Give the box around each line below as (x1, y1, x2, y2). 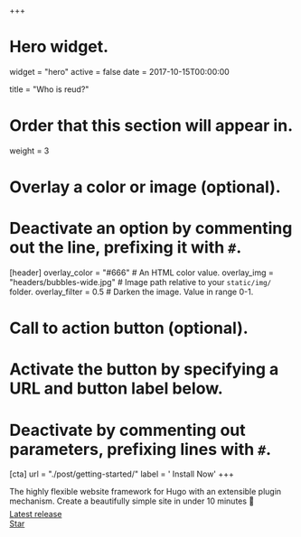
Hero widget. (9, 37, 109, 57)
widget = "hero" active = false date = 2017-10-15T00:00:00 (9, 66, 230, 77)
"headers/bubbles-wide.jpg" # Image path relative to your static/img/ (9, 277, 272, 287)
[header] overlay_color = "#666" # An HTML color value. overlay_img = (9, 267, 274, 278)
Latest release (9, 509, 62, 520)
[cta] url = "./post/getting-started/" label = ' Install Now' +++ (9, 468, 235, 479)
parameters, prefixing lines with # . (9, 439, 272, 459)
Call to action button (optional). (9, 318, 249, 338)
